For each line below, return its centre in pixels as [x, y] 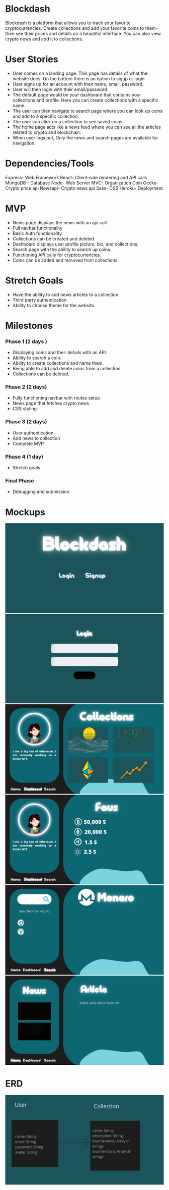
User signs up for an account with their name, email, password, [78, 84]
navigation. [24, 143]
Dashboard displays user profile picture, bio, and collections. [75, 244]
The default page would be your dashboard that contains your [77, 94]
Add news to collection [36, 438]
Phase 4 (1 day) [24, 457]
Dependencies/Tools [50, 163]
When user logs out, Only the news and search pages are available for [85, 137]
